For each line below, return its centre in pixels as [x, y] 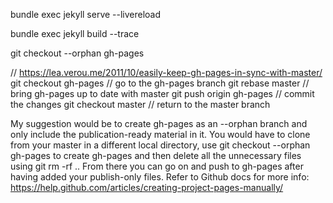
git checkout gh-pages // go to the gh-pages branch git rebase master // [160, 83]
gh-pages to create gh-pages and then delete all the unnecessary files [156, 155]
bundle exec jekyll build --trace [75, 33]
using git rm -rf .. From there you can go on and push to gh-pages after [157, 166]
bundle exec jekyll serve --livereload [86, 14]
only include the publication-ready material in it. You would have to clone [160, 134]
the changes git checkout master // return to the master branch [140, 104]
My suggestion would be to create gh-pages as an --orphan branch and [159, 123]
